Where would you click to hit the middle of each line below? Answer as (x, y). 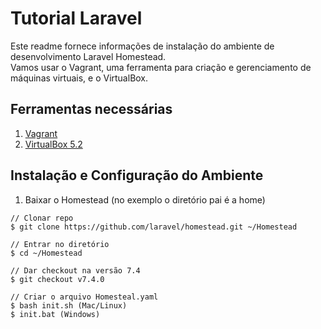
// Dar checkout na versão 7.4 (75, 270)
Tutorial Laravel (76, 18)
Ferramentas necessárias (91, 109)
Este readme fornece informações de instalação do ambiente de (142, 46)
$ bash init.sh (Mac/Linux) (69, 305)
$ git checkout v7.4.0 (57, 279)
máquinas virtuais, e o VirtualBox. (79, 78)
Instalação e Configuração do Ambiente (137, 175)
